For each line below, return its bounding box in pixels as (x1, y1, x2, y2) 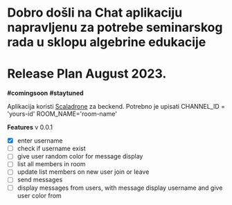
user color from (17, 191, 62, 199)
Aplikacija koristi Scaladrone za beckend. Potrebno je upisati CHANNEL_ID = (7, 102, 225, 111)
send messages (17, 175, 63, 184)
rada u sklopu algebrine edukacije (7, 35, 206, 50)
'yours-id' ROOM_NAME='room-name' (7, 109, 118, 118)
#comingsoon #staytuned (7, 89, 84, 98)
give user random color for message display (17, 152, 143, 161)
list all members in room (17, 160, 86, 168)
